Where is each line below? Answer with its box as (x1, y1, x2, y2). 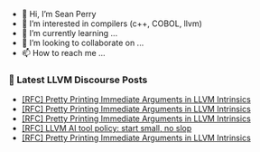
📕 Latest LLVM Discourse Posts (8, 73, 148, 86)
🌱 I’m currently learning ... (21, 28, 118, 38)
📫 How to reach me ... (21, 48, 106, 58)
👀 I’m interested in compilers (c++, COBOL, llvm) (21, 18, 202, 29)
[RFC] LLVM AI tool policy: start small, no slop (21, 123, 192, 134)
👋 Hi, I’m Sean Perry (21, 9, 97, 19)
